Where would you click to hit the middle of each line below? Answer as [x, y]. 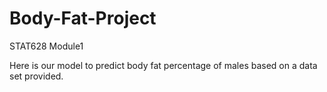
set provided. [36, 76]
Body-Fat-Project [83, 18]
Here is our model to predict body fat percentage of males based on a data [163, 65]
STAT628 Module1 [46, 46]
